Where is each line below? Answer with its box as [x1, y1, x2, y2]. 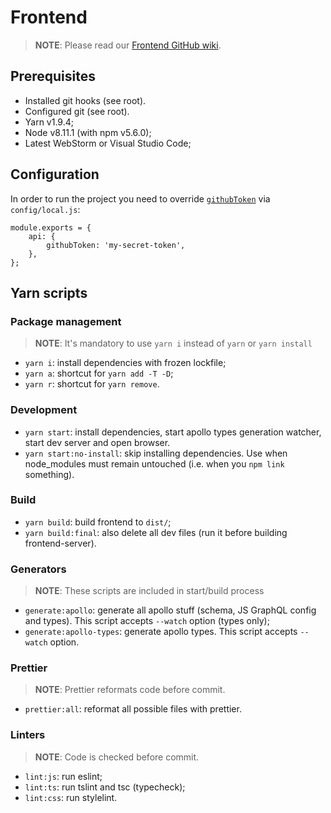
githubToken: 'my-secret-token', [46, 240, 186, 250]
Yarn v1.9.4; [24, 116, 74, 128]
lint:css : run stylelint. [24, 791, 118, 803]
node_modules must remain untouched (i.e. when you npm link [24, 457, 285, 470]
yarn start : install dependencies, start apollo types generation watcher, [24, 426, 322, 438]
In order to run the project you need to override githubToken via [10, 192, 271, 205]
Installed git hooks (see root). [24, 94, 147, 106]
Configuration [10, 166, 100, 183]
